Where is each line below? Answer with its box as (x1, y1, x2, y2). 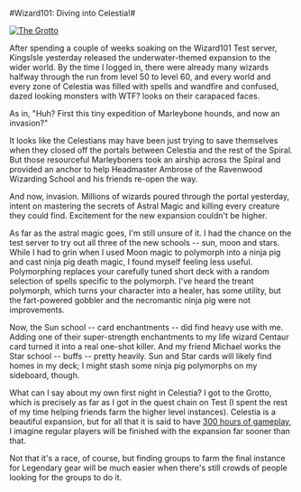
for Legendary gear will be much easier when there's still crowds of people (9, 462, 288, 473)
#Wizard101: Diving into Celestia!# (9, 8, 136, 18)
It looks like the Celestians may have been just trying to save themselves (9, 135, 278, 145)
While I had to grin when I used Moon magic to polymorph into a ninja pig (9, 247, 281, 257)
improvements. (9, 304, 65, 315)
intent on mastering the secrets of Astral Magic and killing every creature (9, 200, 280, 211)
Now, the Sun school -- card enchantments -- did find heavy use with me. (9, 322, 284, 332)
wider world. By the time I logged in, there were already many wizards (9, 62, 269, 72)
